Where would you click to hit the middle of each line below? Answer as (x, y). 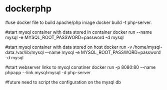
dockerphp (28, 9)
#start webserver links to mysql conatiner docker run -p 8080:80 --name (80, 67)
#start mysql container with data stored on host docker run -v (69, 47)
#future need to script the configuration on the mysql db (63, 82)
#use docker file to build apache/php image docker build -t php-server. (78, 22)
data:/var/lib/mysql (24, 52)
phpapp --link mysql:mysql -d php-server (48, 72)
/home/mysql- (148, 47)
